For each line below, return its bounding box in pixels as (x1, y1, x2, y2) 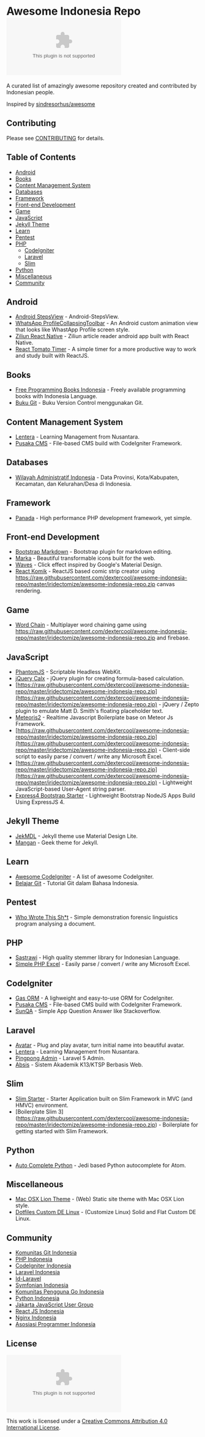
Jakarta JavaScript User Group (15, 1301, 94, 1308)
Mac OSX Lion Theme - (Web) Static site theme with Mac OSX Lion (15, 1196, 185, 1203)
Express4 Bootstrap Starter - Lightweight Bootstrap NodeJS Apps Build (15, 792, 196, 799)
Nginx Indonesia (15, 1314, 57, 1321)
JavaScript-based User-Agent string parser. (15, 785, 127, 793)
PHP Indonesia (15, 1256, 53, 1263)
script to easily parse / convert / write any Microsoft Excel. (15, 753, 163, 760)
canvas (156, 581, 176, 588)
